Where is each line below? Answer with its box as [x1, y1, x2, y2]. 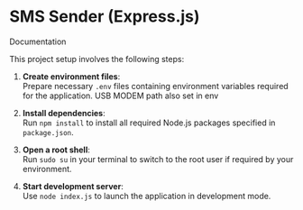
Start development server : [22, 180, 124, 191]
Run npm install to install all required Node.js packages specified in [22, 117, 276, 128]
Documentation [9, 36, 67, 47]
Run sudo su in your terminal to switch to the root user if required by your [22, 153, 294, 164]
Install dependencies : [22, 107, 106, 118]
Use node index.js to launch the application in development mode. [22, 190, 271, 201]
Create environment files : [22, 70, 121, 82]
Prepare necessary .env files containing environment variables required [22, 80, 289, 91]
